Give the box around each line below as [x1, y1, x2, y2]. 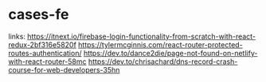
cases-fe [8, 6, 69, 24]
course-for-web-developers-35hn [8, 65, 120, 74]
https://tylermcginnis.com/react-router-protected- [78, 39, 243, 49]
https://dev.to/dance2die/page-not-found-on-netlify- [83, 48, 258, 58]
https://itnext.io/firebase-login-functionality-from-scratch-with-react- [27, 32, 256, 41]
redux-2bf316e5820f [8, 39, 77, 49]
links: [8, 32, 26, 41]
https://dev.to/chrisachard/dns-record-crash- [88, 57, 238, 66]
